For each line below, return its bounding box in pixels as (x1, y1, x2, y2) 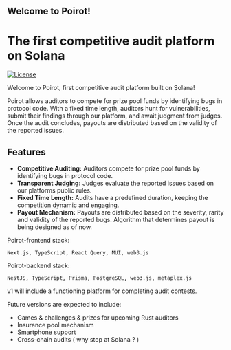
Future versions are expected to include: (7, 300, 122, 309)
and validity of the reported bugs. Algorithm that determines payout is (16, 216, 215, 224)
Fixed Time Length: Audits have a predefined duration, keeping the (16, 194, 208, 202)
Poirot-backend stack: (7, 261, 70, 270)
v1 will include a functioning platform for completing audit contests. (7, 287, 197, 295)
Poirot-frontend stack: (7, 237, 70, 245)
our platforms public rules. (16, 186, 92, 195)
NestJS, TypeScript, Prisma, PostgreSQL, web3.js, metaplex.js (7, 275, 192, 282)
